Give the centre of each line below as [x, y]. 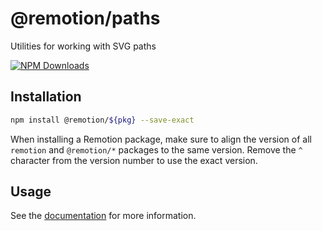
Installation [46, 97]
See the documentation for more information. [103, 216]
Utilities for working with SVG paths [83, 46]
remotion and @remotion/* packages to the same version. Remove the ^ [156, 149]
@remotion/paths [85, 18]
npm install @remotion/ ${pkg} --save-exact [102, 120]
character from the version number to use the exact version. [134, 160]
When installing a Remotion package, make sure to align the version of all [161, 139]
